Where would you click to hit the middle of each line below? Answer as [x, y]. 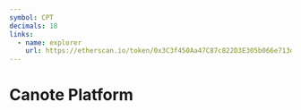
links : [21, 34]
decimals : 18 [34, 26]
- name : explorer [50, 42]
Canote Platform [72, 95]
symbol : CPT [31, 17]
